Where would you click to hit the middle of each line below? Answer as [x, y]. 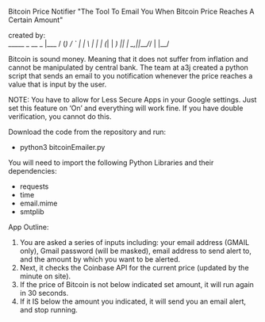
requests [34, 186]
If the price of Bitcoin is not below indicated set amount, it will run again [136, 284]
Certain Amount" [36, 20]
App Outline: [29, 227]
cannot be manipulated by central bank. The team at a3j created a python [128, 67]
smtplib [32, 212]
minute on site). [45, 276]
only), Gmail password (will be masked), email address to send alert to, [136, 251]
